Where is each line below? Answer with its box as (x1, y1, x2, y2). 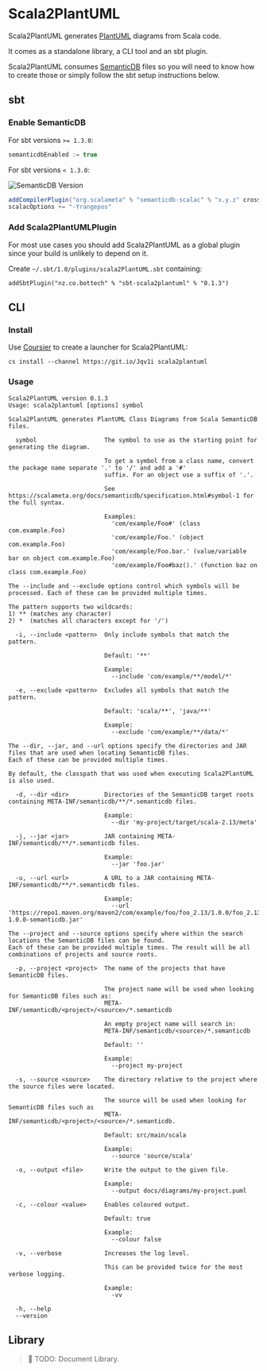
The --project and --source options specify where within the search (8, 929, 244, 937)
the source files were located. (8, 1082, 115, 1091)
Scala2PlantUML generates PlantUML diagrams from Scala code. (8, 31, 222, 41)
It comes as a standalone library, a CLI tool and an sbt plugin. (8, 46, 208, 56)
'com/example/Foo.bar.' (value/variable (110, 547, 247, 555)
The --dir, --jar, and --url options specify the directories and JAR (8, 742, 247, 750)
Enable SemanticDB (8, 117, 86, 128)
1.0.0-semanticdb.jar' (8, 915, 83, 924)
